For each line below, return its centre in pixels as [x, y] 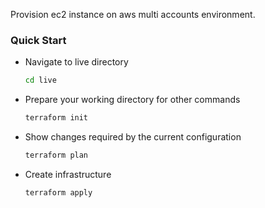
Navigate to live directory [76, 62]
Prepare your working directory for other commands [132, 100]
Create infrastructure [68, 174]
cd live [40, 80]
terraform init [56, 118]
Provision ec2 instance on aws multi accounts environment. [133, 14]
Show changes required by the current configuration [133, 137]
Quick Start [38, 40]
